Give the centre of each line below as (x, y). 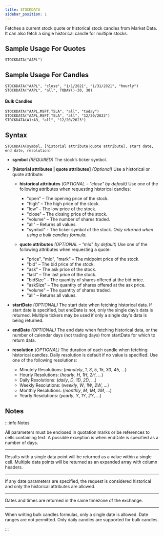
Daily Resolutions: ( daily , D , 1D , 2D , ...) (58, 380)
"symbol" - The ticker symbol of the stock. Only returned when (90, 230)
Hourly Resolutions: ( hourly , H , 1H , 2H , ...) (61, 375)
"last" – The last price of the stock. (61, 275)
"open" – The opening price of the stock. (68, 199)
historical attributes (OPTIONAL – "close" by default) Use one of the (89, 184)
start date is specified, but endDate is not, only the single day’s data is (82, 310)
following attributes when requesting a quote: (65, 249)
